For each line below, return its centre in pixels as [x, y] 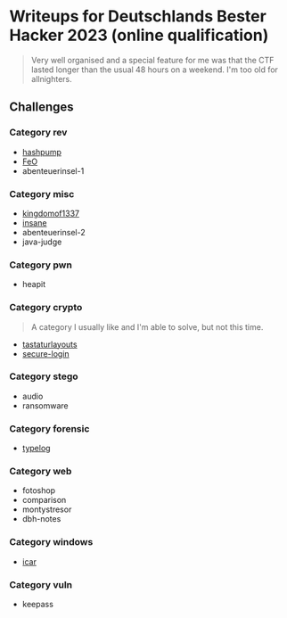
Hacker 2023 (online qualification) [139, 35]
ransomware [45, 405]
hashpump [42, 152]
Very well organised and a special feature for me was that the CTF [152, 60]
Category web [41, 472]
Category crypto [46, 308]
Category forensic [49, 428]
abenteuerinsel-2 [54, 232]
